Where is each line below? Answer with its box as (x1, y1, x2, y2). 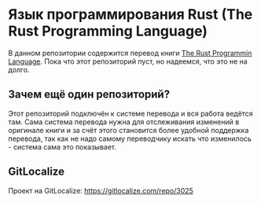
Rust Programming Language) (8, 22, 208, 40)
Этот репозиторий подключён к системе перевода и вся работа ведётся (8, 109, 253, 118)
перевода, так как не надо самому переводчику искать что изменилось (8, 134, 252, 143)
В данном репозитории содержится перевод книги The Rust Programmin (8, 48, 252, 57)
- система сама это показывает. (8, 142, 116, 151)
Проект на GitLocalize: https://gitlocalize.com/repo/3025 (8, 186, 194, 195)
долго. (8, 65, 30, 74)
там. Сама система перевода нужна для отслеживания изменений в (8, 116, 240, 127)
